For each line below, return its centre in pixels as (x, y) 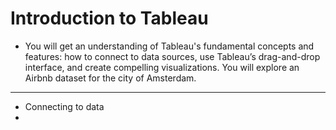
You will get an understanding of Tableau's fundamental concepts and (169, 46)
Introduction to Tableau (109, 18)
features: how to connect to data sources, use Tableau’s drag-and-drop (172, 56)
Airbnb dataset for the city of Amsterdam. (110, 78)
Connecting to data (64, 106)
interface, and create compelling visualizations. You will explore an (162, 67)
